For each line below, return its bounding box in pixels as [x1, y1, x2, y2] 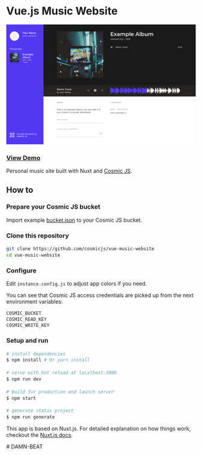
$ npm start [6, 395, 36, 401]
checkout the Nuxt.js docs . [6, 432, 73, 439]
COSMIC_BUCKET [6, 311, 42, 317]
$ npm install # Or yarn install [6, 357, 90, 363]
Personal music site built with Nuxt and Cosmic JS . [6, 167, 132, 175]
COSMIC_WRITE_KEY [6, 323, 50, 329]
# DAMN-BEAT [6, 443, 43, 450]
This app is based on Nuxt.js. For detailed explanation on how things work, [6, 425, 191, 432]
